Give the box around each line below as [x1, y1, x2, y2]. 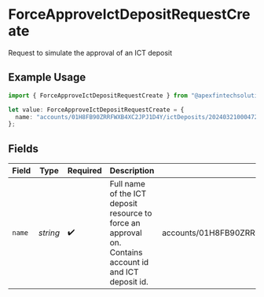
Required [67, 165, 102, 176]
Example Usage [8, 71, 86, 84]
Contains [109, 247, 143, 258]
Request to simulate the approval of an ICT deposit [8, 48, 173, 57]
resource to [109, 208, 152, 219]
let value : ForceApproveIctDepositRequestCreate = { [8, 106, 185, 114]
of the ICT [109, 188, 147, 199]
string [38, 227, 60, 238]
